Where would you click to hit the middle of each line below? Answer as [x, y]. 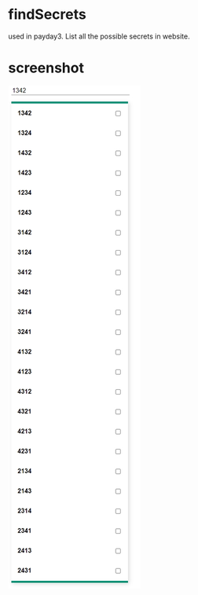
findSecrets [47, 15]
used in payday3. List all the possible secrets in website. [99, 36]
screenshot [46, 68]
